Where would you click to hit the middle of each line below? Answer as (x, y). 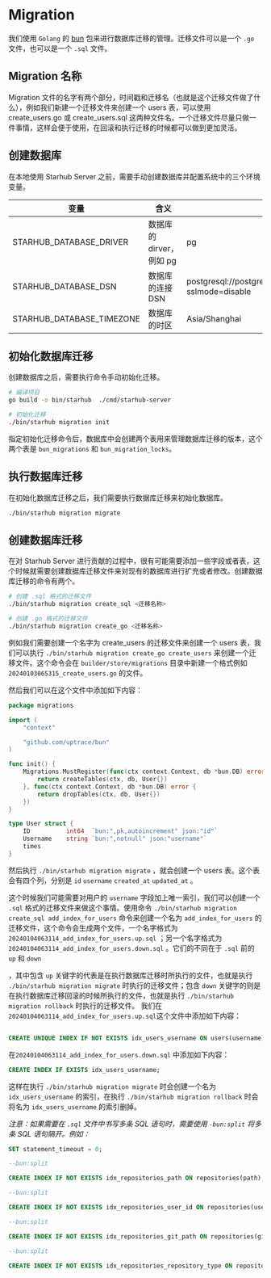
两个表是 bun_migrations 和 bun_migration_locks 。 (92, 448)
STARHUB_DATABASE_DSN (65, 286)
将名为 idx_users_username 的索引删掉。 (75, 1106)
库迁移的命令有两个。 (44, 581)
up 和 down (25, 958)
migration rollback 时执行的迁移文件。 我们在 (85, 1005)
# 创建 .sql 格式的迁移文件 (50, 597)
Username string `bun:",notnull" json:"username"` (115, 839)
